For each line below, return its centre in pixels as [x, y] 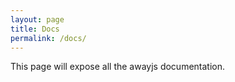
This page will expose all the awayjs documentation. [118, 67]
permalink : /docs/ [48, 38]
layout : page [37, 19]
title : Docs [35, 29]
